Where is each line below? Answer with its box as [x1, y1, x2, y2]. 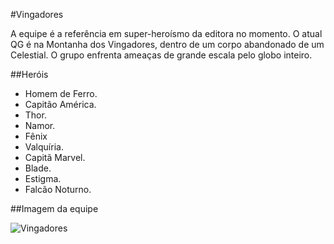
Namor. [24, 120, 56, 131]
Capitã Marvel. [24, 152, 86, 163]
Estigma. [24, 173, 62, 184]
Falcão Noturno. [24, 184, 92, 195]
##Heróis [10, 69, 49, 80]
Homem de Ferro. [24, 88, 98, 99]
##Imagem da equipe [10, 203, 99, 214]
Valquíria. [24, 141, 64, 153]
